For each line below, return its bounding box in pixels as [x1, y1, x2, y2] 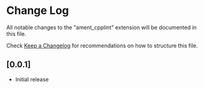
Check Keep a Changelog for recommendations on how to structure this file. [6, 42, 199, 49]
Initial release [15, 75, 49, 83]
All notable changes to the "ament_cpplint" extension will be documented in [6, 24, 197, 31]
